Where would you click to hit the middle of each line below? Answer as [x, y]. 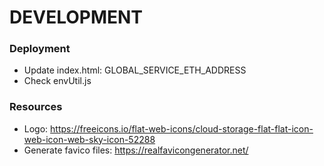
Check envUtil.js [57, 81]
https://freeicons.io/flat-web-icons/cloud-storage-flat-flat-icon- [182, 128]
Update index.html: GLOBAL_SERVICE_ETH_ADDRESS [135, 70]
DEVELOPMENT [76, 17]
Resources [36, 107]
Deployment [40, 49]
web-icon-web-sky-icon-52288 [89, 139]
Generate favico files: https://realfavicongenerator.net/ [136, 150]
